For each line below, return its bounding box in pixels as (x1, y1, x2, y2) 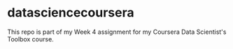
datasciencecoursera (7, 5, 134, 21)
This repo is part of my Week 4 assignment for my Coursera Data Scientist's (7, 28, 227, 36)
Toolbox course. (7, 35, 54, 43)
